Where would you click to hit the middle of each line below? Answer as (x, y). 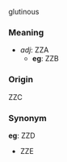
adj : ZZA (34, 50)
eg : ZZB (45, 59)
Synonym (27, 118)
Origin (21, 80)
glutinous (24, 12)
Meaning (26, 32)
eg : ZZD (22, 135)
